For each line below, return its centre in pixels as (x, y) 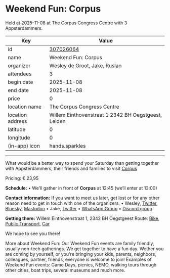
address (17, 121)
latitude (17, 129)
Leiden (57, 121)
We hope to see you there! (33, 234)
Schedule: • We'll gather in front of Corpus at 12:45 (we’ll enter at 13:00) (81, 188)
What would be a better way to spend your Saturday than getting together (82, 163)
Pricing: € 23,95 (22, 178)
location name (25, 107)
